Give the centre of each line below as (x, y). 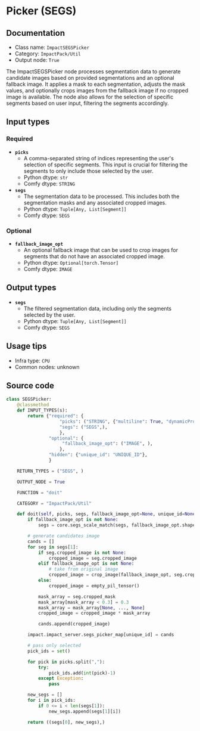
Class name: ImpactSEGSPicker (52, 47)
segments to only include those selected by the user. (88, 171)
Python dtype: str (46, 177)
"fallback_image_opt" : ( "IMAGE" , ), (107, 444)
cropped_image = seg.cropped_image (93, 558)
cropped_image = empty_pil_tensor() (94, 586)
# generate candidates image (64, 536)
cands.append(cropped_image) (74, 624)
